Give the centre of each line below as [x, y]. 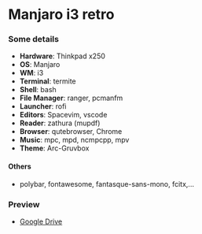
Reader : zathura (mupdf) [60, 123]
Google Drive [41, 221]
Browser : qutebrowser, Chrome [71, 132]
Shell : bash [38, 90]
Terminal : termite [48, 81]
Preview [24, 204]
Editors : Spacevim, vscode [63, 115]
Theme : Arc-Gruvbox [54, 148]
